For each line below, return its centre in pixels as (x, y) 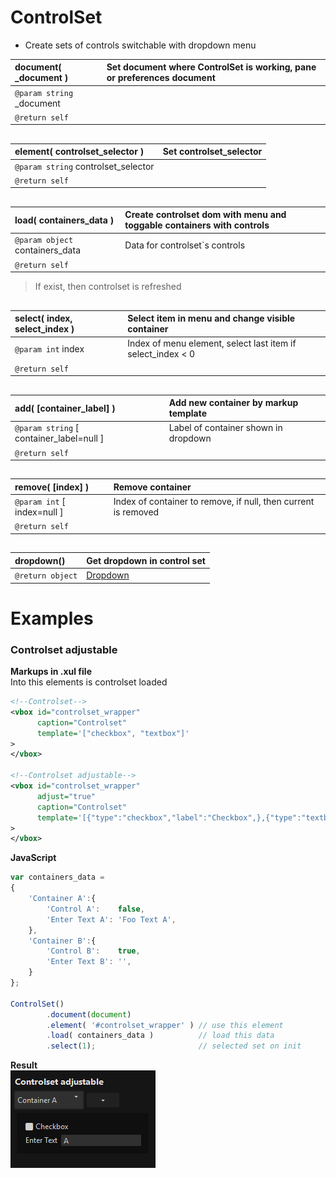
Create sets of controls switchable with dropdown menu (140, 45)
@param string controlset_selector (84, 166)
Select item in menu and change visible (211, 318)
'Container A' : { (62, 899)
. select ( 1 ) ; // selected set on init (174, 1046)
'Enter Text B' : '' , (89, 962)
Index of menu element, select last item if (212, 343)
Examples (52, 618)
